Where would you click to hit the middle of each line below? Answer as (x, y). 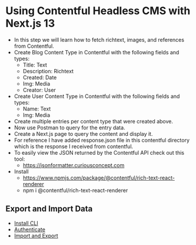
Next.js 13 (30, 23)
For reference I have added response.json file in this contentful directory (102, 140)
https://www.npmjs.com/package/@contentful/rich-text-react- (99, 178)
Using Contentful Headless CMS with (98, 11)
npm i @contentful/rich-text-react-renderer (75, 190)
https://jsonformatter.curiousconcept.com (74, 165)
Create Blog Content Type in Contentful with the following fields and (97, 52)
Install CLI (26, 223)
